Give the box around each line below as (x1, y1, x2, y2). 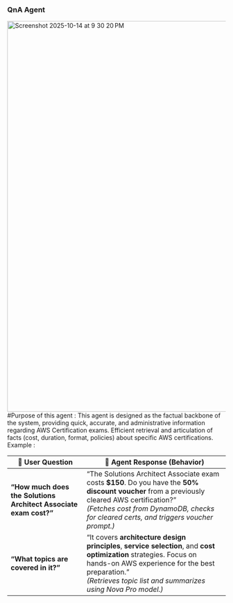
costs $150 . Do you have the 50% (86, 478, 199, 488)
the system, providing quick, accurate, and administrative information (7, 419, 206, 427)
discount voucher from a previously (86, 486, 205, 496)
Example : (7, 441, 36, 449)
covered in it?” (10, 563, 61, 572)
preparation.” (86, 568, 130, 577)
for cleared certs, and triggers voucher (86, 513, 214, 522)
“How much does (10, 482, 69, 492)
